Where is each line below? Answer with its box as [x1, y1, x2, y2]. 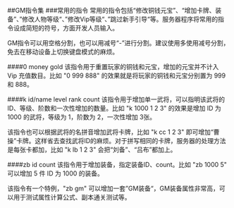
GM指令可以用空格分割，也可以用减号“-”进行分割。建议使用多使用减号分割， [7, 39, 230, 47]
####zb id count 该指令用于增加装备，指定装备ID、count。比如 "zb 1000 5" [7, 161, 228, 169]
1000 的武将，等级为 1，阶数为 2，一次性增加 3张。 [7, 113, 156, 121]
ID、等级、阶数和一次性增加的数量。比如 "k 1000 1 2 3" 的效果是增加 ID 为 [7, 104, 222, 112]
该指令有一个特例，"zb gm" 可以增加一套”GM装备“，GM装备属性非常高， [7, 184, 220, 192]
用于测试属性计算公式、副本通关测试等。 [13, 193, 131, 201]
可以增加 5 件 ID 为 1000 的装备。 [7, 169, 104, 178]
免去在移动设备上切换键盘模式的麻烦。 [7, 48, 118, 56]
